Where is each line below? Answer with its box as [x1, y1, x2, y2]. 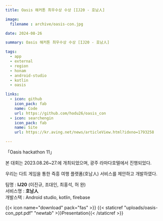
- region [10, 63, 29, 69]
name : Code [14, 106, 38, 111]
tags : [5, 49, 17, 54]
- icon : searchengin [10, 116, 54, 121]
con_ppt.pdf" [5, 210, 33, 216]
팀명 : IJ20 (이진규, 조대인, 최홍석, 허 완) [5, 182, 86, 187]
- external [10, 59, 33, 64]
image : [5, 16, 19, 22]
